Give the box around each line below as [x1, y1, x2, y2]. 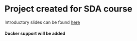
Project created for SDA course [4, 3, 133, 14]
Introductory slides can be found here [4, 19, 81, 25]
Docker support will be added [4, 30, 66, 36]
